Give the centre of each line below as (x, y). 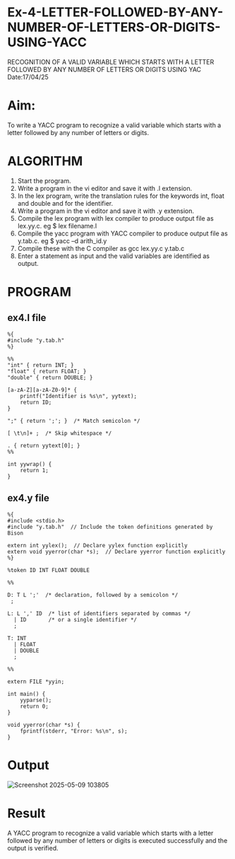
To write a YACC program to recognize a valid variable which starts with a (114, 125)
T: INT (17, 638)
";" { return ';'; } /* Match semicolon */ (74, 421)
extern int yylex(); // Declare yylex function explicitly (98, 545)
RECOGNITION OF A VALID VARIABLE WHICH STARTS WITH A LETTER (111, 62)
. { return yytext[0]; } (44, 445)
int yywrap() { (30, 464)
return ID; (36, 402)
